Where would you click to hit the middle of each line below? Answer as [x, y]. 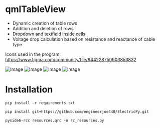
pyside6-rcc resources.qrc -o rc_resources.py [55, 120]
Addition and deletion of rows [43, 28]
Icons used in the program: [33, 54]
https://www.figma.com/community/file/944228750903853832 [71, 59]
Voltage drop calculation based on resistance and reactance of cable [84, 39]
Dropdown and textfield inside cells [49, 34]
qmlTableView [36, 9]
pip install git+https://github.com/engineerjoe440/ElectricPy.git [77, 111]
